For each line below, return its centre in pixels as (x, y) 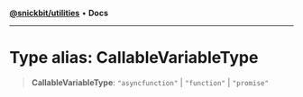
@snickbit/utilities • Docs (59, 13)
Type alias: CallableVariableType (134, 58)
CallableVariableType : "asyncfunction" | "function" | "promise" (150, 82)
